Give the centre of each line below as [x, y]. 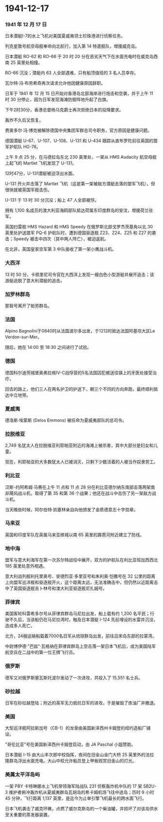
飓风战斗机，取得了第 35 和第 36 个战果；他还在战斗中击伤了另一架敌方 [81, 493]
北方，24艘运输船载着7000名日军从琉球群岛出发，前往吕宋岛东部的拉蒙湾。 [81, 636]
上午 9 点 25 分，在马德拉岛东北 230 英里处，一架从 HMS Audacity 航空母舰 [81, 157]
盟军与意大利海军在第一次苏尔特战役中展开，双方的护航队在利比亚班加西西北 [81, 560]
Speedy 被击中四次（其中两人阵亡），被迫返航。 [61, 239]
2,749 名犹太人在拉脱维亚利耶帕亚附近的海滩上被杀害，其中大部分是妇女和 [79, 445]
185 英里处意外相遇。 [26, 566]
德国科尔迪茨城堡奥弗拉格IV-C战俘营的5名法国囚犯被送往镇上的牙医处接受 [79, 372]
